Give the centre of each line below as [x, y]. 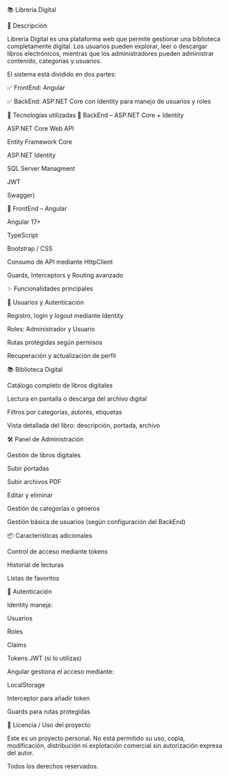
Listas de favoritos [33, 578]
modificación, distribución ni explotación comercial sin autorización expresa [115, 745]
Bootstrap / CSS [30, 249]
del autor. [21, 753]
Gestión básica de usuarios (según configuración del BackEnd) [96, 522]
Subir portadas [28, 468]
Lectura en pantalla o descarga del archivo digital [77, 399]
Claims [17, 645]
